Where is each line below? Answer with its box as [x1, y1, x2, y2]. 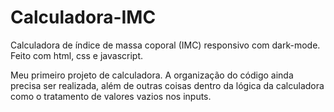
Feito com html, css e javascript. [10, 49, 144, 61]
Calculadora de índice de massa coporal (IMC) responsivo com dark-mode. [10, 39, 321, 51]
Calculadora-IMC [10, 6, 157, 29]
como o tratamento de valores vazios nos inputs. [10, 90, 212, 102]
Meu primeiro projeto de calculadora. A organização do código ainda [10, 69, 294, 81]
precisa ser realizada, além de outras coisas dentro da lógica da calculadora [10, 79, 325, 91]
